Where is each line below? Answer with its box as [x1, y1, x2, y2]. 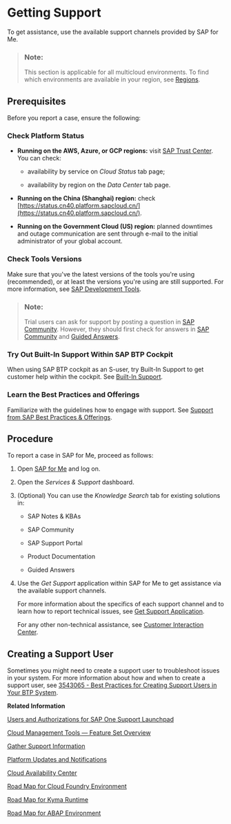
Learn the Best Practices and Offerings [7, 390, 140, 400]
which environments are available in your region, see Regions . [23, 75, 201, 84]
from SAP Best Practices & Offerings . [7, 413, 112, 421]
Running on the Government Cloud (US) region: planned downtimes [17, 223, 213, 231]
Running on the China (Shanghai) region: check [17, 194, 156, 203]
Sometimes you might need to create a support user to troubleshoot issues [7, 666, 220, 675]
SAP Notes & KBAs [27, 512, 81, 521]
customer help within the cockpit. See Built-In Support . [7, 373, 163, 381]
